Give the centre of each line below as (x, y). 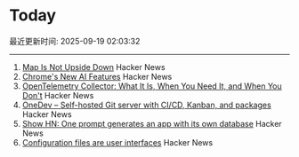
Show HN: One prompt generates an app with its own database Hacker (152, 123)
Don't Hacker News (58, 95)
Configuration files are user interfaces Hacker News (117, 142)
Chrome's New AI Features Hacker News (97, 76)
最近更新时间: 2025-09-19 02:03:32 (75, 41)
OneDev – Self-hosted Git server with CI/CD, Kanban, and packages (146, 105)
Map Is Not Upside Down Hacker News (94, 67)
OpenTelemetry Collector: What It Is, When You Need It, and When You (152, 86)
